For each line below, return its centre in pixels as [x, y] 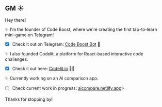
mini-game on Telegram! [30, 35]
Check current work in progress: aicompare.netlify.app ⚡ [68, 88]
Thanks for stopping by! [29, 99]
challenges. [16, 59]
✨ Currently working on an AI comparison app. [52, 78]
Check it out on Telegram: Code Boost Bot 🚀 [56, 44]
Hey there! [16, 20]
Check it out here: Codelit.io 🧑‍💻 [43, 68]
